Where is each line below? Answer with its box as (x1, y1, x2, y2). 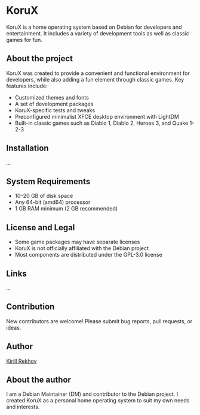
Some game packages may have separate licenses (14, 238, 140, 246)
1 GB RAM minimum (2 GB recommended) (14, 205, 118, 212)
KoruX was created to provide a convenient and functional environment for (6, 70, 190, 77)
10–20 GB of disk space (14, 193, 73, 200)
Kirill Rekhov (6, 357, 37, 365)
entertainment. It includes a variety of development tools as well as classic (6, 29, 190, 37)
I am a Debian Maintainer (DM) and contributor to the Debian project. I (6, 390, 178, 398)
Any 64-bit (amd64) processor (14, 199, 91, 206)
